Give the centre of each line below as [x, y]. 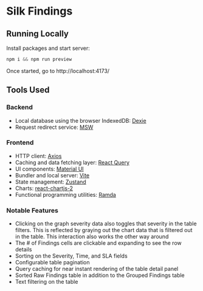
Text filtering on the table [46, 282]
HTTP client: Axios [38, 156]
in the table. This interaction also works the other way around [92, 237]
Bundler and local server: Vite [52, 175]
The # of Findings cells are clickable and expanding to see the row [98, 243]
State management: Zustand [50, 182]
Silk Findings [40, 11]
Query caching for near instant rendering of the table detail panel [97, 269]
